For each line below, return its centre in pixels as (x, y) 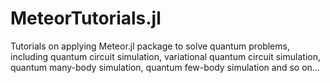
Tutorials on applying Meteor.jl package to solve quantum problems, (150, 46)
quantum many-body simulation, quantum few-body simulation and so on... (165, 67)
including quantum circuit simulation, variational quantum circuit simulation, (165, 56)
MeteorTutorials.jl (86, 18)
